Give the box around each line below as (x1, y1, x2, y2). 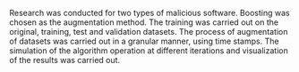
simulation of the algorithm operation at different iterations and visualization (9, 45, 288, 56)
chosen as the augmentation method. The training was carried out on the (9, 17, 279, 28)
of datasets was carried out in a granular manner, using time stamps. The (9, 36, 279, 46)
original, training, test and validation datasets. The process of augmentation (9, 27, 288, 36)
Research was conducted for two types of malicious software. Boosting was (9, 8, 290, 18)
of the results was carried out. (9, 55, 121, 65)
